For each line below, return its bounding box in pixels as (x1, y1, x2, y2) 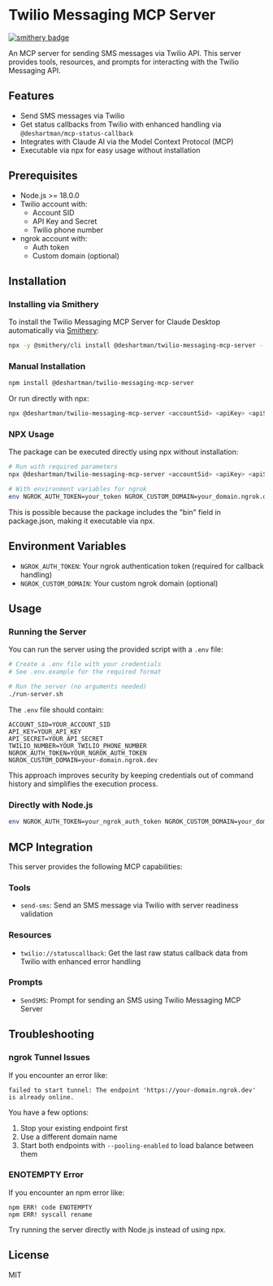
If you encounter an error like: (8, 1070, 108, 1080)
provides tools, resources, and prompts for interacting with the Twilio (8, 57, 240, 67)
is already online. (8, 1093, 75, 1102)
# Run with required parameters (8, 463, 118, 471)
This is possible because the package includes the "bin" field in (8, 507, 222, 517)
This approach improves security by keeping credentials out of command (8, 770, 254, 780)
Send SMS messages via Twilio (19, 110, 125, 120)
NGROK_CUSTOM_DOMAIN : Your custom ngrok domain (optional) (19, 578, 219, 588)
